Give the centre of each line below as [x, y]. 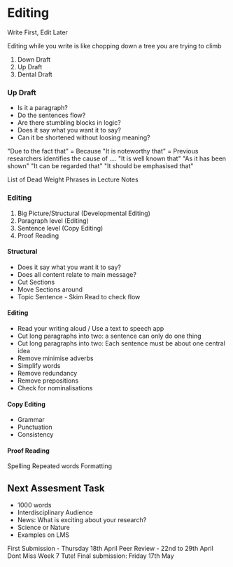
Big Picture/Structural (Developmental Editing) [84, 213]
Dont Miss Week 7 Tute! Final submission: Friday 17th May [91, 556]
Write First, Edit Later [38, 32]
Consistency [35, 435]
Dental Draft [35, 74]
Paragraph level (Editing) [53, 220]
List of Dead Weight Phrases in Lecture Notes [73, 179]
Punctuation [35, 427]
